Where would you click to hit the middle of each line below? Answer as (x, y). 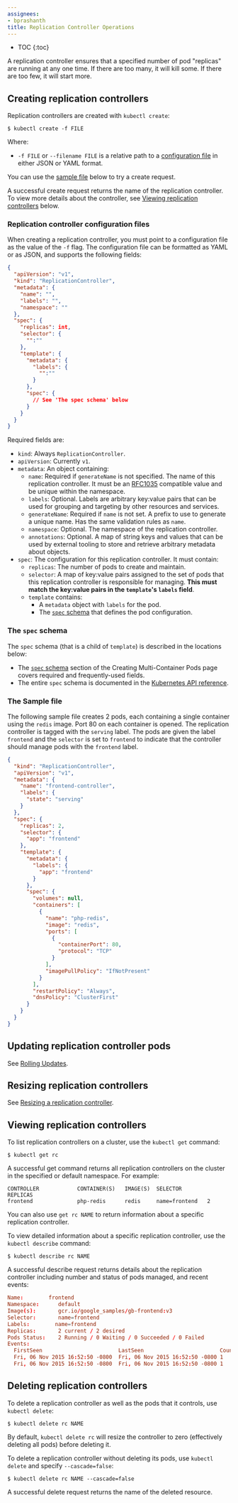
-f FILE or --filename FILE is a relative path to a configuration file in (118, 156)
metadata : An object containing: (63, 469)
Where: (18, 142)
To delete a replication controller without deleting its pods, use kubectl (110, 1458)
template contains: (55, 597)
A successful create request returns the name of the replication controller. (115, 191)
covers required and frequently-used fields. (81, 675)
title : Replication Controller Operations (71, 27)
